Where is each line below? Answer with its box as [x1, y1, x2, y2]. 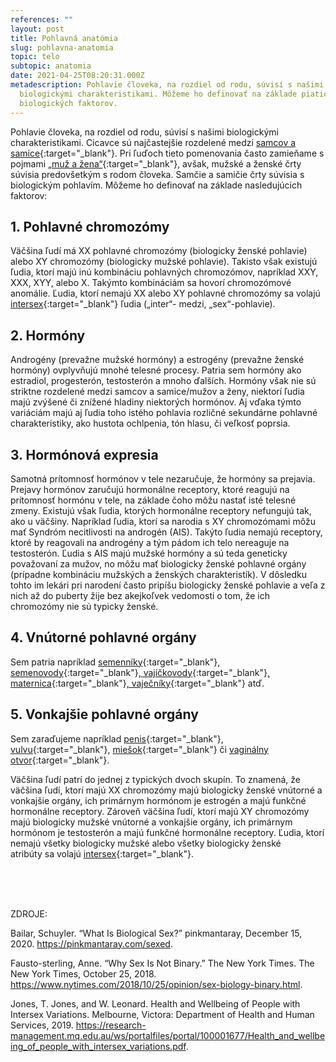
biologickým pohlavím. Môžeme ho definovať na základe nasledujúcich [10, 179, 303, 191]
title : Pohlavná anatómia [10, 33, 118, 43]
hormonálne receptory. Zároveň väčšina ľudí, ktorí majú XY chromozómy [10, 805, 310, 817]
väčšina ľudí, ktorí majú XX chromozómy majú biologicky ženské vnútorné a [10, 784, 323, 796]
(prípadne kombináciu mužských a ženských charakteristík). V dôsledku [10, 568, 308, 580]
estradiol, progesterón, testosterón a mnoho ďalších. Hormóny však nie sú [10, 375, 317, 387]
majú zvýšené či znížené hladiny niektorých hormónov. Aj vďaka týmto [10, 396, 302, 408]
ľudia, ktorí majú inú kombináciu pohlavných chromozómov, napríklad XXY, [10, 266, 319, 278]
